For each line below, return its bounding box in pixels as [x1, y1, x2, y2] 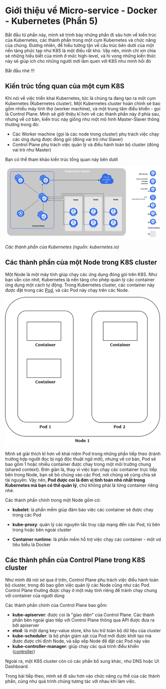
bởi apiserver [12, 622, 40, 628]
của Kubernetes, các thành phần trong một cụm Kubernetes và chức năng [5, 37, 156, 43]
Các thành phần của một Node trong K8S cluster [5, 258, 157, 267]
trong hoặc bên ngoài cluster [12, 527, 72, 533]
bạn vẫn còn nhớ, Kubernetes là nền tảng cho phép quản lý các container [5, 276, 155, 282]
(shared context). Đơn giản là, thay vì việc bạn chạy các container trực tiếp [5, 466, 157, 472]
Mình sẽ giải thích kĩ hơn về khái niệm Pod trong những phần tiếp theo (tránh [5, 451, 161, 457]
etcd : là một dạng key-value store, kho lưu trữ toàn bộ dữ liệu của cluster [12, 627, 161, 633]
